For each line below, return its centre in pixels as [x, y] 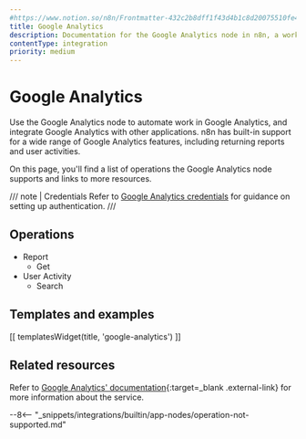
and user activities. [45, 152]
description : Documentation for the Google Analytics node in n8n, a [144, 35]
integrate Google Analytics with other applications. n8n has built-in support [150, 132]
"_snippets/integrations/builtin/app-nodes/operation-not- [142, 414]
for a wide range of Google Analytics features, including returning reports [147, 141]
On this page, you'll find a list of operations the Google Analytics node [141, 169]
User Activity [47, 276]
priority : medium [42, 52]
